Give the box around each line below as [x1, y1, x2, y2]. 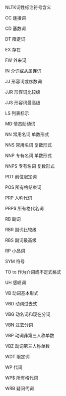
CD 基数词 [5, 25, 26, 31]
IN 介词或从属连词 [5, 68, 42, 74]
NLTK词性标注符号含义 [5, 4, 51, 10]
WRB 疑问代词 [5, 386, 34, 391]
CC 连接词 [5, 15, 26, 21]
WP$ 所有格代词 [5, 375, 38, 381]
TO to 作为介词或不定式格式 [5, 269, 62, 275]
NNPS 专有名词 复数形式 [5, 163, 55, 169]
